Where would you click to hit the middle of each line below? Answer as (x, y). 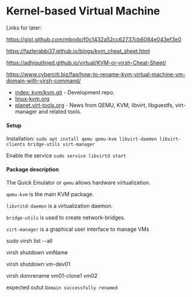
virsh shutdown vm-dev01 (38, 264)
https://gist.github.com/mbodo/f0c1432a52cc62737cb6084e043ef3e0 (94, 39)
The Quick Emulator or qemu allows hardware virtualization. (79, 183)
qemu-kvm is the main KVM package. (50, 194)
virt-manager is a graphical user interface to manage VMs (78, 229)
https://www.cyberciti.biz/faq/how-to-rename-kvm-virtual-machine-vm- (96, 74)
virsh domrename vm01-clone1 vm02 (52, 276)
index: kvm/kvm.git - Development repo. (65, 92)
